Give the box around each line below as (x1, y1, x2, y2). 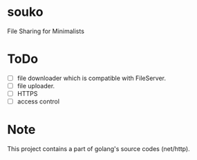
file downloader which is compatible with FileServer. (17, 74, 166, 82)
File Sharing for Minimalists (7, 27, 85, 35)
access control (17, 97, 60, 106)
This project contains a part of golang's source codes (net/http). (7, 145, 190, 153)
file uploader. (17, 81, 55, 90)
